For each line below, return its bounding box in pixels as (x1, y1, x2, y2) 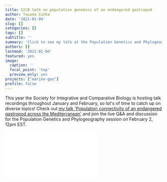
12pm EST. (5, 121, 27, 127)
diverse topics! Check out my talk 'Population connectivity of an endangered (5, 105, 162, 111)
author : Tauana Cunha (5, 12, 50, 17)
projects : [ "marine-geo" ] (5, 77, 59, 82)
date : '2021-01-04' (5, 16, 46, 21)
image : (5, 58, 19, 63)
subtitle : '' (5, 35, 32, 40)
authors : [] (5, 44, 30, 49)
